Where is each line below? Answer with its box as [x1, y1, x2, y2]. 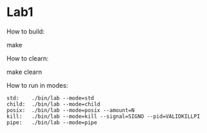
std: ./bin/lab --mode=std [6, 95, 95, 102]
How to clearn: [6, 54, 49, 63]
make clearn [6, 68, 43, 76]
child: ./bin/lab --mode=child [6, 100, 100, 108]
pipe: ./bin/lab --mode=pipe [6, 119, 98, 126]
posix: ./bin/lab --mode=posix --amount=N [6, 107, 135, 114]
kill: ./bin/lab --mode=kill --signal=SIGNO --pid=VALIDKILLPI [6, 113, 200, 120]
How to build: [6, 27, 45, 36]
